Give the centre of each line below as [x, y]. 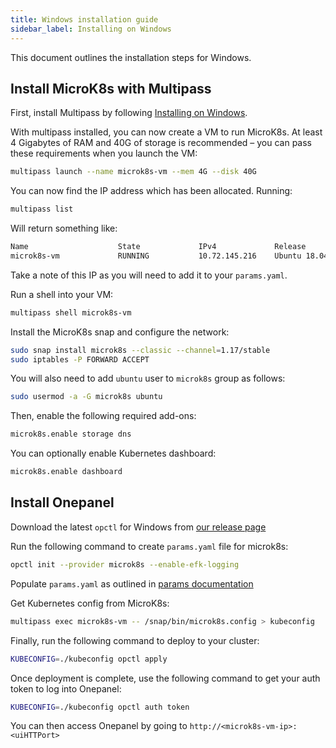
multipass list [42, 209]
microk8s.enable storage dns [71, 434]
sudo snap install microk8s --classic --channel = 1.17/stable [140, 350]
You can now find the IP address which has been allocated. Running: [151, 191]
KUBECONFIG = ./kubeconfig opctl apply [89, 659]
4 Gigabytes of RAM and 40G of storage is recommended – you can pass [161, 143]
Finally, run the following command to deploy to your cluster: [135, 640]
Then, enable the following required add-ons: [103, 416]
